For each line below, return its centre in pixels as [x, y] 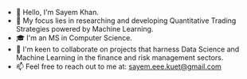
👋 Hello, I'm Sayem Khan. [57, 12]
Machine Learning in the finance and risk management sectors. [120, 58]
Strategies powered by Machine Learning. [84, 29]
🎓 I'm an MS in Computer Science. [74, 38]
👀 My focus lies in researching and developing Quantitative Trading [126, 21]
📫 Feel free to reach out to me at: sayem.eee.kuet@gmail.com [118, 66]
